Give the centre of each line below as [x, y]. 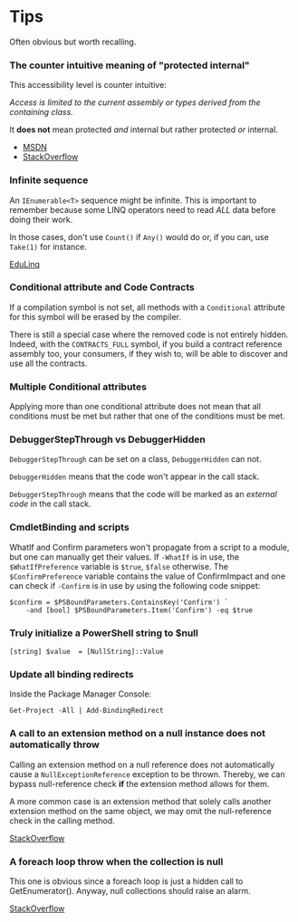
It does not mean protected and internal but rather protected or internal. [144, 130]
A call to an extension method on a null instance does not [137, 734]
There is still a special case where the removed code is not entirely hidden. [149, 334]
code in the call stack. [50, 504]
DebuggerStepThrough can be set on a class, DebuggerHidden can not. [135, 459]
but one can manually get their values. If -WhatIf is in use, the [125, 557]
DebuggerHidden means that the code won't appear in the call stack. [135, 476]
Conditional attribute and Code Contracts [102, 287]
